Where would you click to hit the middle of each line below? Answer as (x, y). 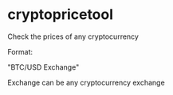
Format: (20, 51)
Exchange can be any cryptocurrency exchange (86, 82)
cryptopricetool (60, 15)
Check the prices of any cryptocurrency (73, 36)
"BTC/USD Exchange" (43, 67)
